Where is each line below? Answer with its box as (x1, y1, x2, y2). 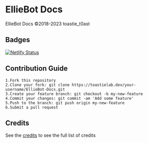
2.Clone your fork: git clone (5, 82, 70, 87)
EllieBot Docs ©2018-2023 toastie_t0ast (5, 21, 90, 27)
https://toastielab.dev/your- (71, 82, 137, 87)
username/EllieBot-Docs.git (5, 86, 66, 92)
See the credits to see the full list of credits (5, 132, 96, 138)
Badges (5, 35, 30, 44)
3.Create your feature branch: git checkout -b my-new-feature (5, 91, 143, 96)
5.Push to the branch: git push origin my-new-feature (5, 100, 125, 105)
